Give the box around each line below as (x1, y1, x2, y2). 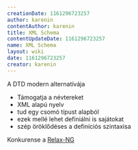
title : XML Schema (7, 29, 59, 36)
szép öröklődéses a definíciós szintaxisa (16, 122, 131, 130)
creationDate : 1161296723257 (7, 10, 90, 17)
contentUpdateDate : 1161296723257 (7, 36, 106, 42)
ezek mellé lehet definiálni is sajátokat (16, 114, 124, 123)
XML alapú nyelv (16, 100, 64, 108)
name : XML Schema (7, 42, 57, 49)
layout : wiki (7, 49, 44, 55)
